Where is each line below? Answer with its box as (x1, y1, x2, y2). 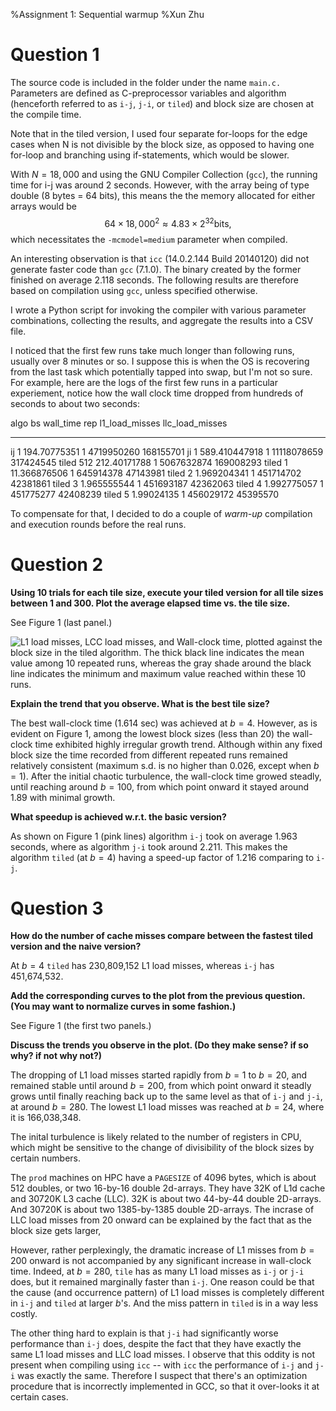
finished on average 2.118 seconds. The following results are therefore (10, 274, 299, 286)
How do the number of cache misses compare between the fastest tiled (10, 930, 314, 942)
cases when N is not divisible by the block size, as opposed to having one (10, 138, 315, 150)
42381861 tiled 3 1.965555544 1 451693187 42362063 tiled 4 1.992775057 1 (10, 477, 324, 489)
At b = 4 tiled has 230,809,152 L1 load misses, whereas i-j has (10, 960, 275, 972)
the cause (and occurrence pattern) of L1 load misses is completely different (10, 1287, 325, 1299)
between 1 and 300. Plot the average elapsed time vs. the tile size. (10, 597, 291, 609)
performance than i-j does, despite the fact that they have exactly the (10, 1338, 302, 1350)
